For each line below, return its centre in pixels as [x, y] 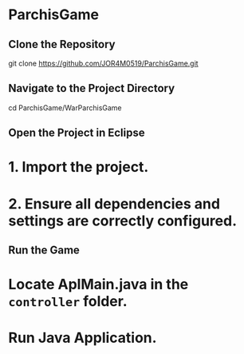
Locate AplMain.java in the [98, 284]
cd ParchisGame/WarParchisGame [65, 107]
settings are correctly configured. [123, 221]
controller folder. [68, 302]
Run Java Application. [83, 338]
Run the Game [44, 250]
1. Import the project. [79, 167]
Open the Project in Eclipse [77, 133]
